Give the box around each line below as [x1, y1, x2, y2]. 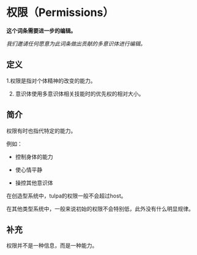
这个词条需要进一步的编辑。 [6, 27, 76, 34]
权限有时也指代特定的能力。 [6, 127, 76, 135]
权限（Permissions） [6, 6, 114, 20]
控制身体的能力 [15, 153, 53, 160]
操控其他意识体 [15, 179, 53, 187]
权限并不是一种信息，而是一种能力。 [6, 242, 98, 249]
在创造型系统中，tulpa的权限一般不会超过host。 [6, 192, 127, 199]
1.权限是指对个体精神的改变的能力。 [6, 77, 96, 84]
